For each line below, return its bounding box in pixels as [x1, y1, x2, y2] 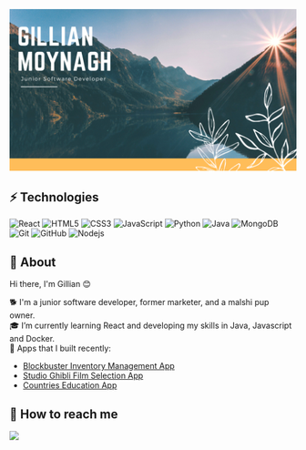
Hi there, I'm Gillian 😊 [9, 279, 91, 290]
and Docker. [9, 333, 56, 344]
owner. [9, 310, 36, 321]
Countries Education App [22, 380, 117, 391]
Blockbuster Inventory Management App [22, 361, 175, 372]
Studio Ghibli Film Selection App [22, 370, 144, 382]
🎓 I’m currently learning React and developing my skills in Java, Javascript [9, 320, 292, 332]
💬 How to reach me [9, 406, 118, 422]
